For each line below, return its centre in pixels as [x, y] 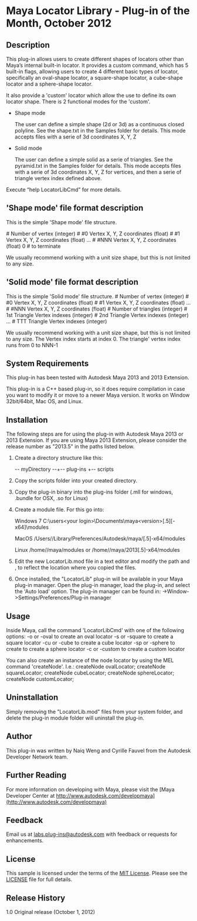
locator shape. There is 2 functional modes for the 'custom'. [78, 102]
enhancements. [25, 841]
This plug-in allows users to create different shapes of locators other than [95, 59]
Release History [36, 898]
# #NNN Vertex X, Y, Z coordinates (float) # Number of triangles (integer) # [97, 309]
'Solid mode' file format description [72, 282]
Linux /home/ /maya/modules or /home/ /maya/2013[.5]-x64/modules [97, 550]
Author [19, 736]
